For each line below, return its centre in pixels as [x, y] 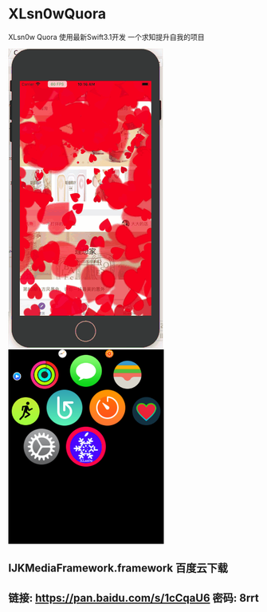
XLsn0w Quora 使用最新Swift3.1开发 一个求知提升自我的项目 [106, 37]
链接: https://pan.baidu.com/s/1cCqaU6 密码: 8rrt [133, 598]
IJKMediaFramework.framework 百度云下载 [118, 569]
